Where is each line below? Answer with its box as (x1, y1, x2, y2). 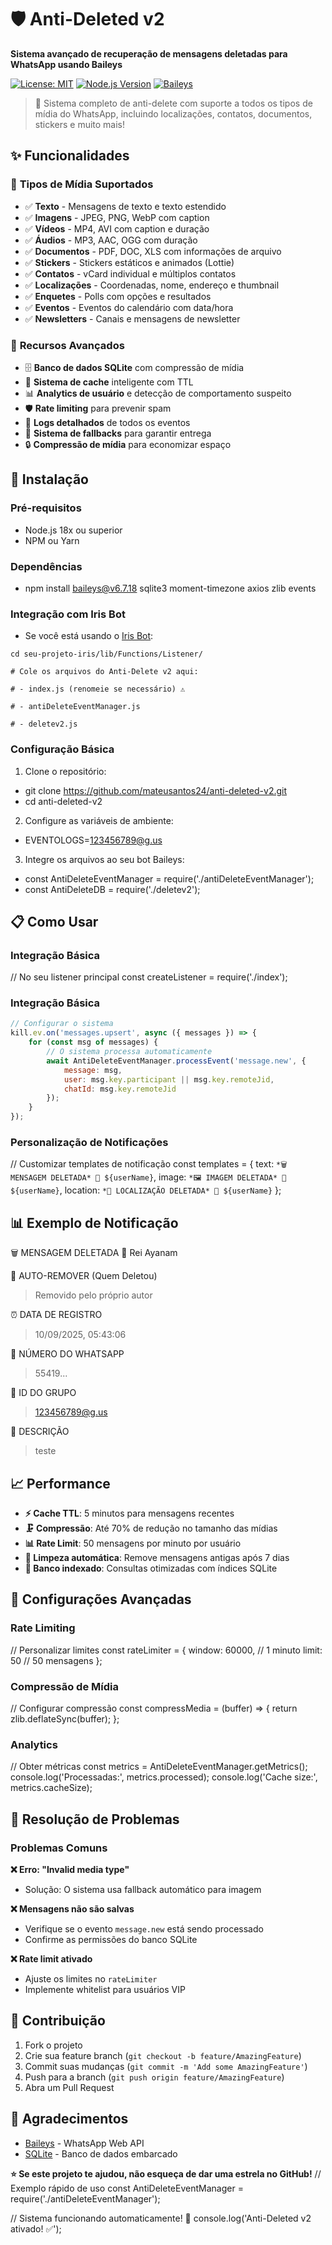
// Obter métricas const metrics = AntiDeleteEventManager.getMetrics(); (10, 1761, 308, 1773)
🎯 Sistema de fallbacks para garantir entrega (24, 427, 212, 439)
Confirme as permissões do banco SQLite (24, 1934, 198, 1945)
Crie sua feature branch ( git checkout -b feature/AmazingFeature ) (24, 2049, 302, 2061)
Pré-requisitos (10, 501, 82, 515)
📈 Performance (10, 1475, 111, 1492)
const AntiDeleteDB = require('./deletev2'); (24, 883, 201, 895)
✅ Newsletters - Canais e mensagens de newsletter (24, 312, 241, 325)
